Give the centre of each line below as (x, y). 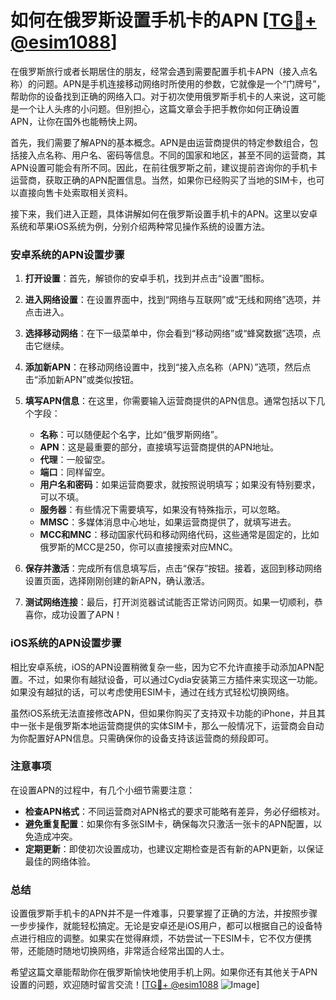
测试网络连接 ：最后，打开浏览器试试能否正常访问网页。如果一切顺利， (169, 602)
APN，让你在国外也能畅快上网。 (76, 121)
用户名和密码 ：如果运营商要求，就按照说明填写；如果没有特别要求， (180, 485)
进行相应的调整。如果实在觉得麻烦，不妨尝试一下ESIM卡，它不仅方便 (160, 938)
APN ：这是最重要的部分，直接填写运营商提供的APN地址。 (159, 447)
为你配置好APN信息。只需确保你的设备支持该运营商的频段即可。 (142, 738)
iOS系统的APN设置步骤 (66, 643)
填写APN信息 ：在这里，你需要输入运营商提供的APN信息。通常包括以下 (170, 401)
